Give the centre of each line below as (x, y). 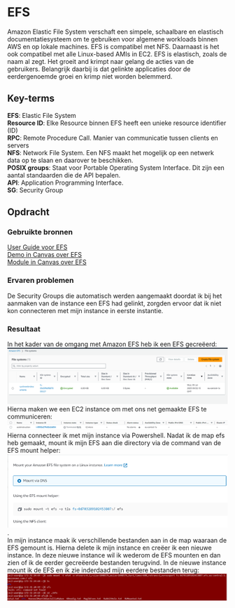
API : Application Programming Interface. (65, 183)
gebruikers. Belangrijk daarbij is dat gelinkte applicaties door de (99, 69)
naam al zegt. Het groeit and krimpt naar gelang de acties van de (101, 61)
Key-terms (31, 99)
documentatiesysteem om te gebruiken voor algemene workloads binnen (113, 39)
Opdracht (29, 212)
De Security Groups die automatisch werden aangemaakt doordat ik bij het (115, 296)
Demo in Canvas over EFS (45, 255)
